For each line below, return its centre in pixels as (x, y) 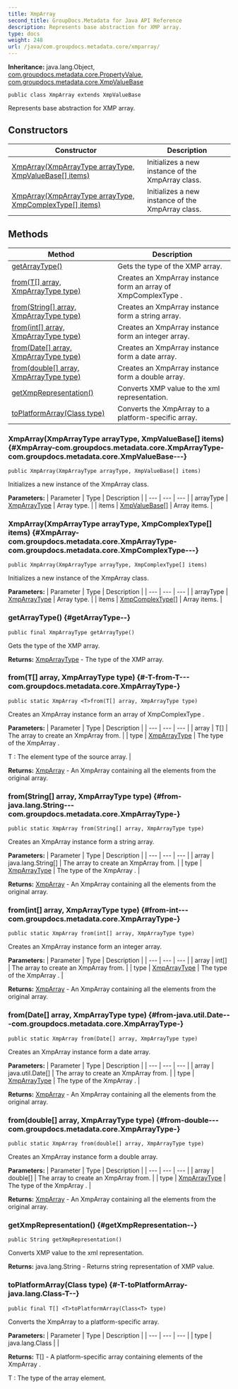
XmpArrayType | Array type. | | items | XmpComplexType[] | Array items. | (115, 600)
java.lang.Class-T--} (44, 1294)
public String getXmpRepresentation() (65, 1240)
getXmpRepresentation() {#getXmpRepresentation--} (103, 1225)
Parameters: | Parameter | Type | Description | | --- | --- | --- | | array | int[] (118, 961)
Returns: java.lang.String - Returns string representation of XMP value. (111, 1267)
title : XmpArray (32, 14)
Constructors (38, 131)
